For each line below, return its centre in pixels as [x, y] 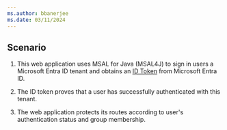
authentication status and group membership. [81, 120]
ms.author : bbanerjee [38, 13]
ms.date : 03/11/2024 [37, 20]
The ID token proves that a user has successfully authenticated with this [119, 92]
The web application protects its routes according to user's [100, 112]
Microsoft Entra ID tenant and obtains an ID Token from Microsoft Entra [117, 71]
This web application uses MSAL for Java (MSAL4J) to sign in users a [115, 64]
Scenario [27, 48]
